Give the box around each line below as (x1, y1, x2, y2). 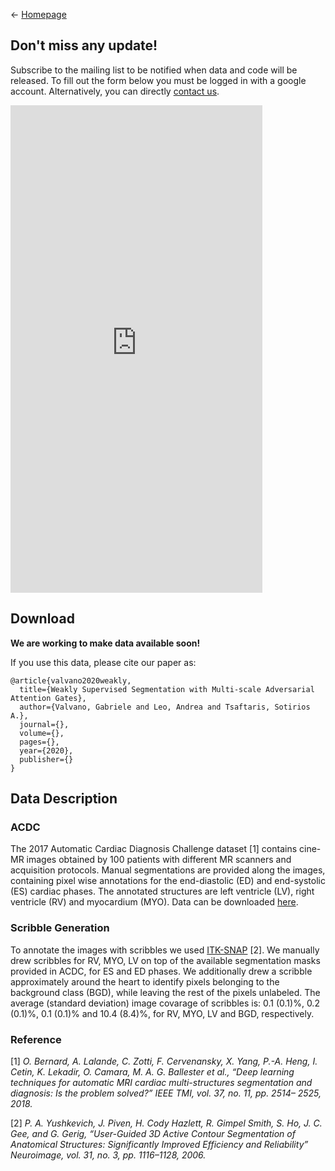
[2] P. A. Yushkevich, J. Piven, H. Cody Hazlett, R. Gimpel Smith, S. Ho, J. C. (10, 1117, 323, 1129)
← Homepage (10, 9, 67, 20)
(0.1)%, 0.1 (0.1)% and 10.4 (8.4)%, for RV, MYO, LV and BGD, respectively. (10, 1007, 315, 1019)
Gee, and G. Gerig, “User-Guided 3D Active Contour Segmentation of (10, 1127, 296, 1139)
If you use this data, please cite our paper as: (10, 656, 197, 668)
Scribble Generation (10, 921, 110, 935)
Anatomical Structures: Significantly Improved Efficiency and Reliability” (10, 1138, 309, 1150)
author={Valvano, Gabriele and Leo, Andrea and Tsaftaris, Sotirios (19, 702, 311, 712)
